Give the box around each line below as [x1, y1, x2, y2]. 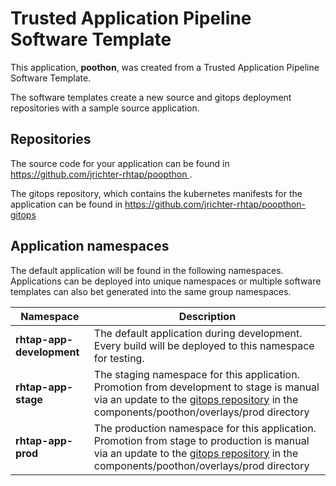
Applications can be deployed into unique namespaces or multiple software [10, 275, 322, 287]
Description [178, 309, 237, 323]
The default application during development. [93, 326, 303, 340]
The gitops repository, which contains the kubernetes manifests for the [10, 187, 303, 199]
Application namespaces [10, 238, 170, 255]
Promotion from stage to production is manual [93, 433, 310, 447]
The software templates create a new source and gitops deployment [10, 91, 292, 103]
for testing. [93, 351, 145, 365]
